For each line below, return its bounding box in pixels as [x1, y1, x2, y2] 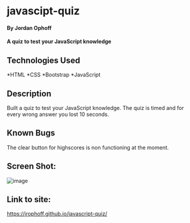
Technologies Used [7, 55, 80, 65]
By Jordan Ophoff [7, 24, 52, 31]
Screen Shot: [7, 161, 56, 172]
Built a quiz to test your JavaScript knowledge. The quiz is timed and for [7, 105, 185, 111]
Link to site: [7, 194, 51, 204]
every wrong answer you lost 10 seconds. [7, 111, 109, 118]
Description [7, 88, 51, 99]
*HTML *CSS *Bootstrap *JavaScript [7, 71, 101, 78]
